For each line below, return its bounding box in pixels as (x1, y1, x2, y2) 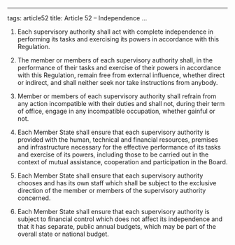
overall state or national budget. (17, 230, 110, 238)
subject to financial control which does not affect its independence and (17, 215, 222, 223)
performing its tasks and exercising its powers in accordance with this (17, 35, 219, 43)
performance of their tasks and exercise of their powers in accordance (17, 64, 222, 72)
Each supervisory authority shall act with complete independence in (17, 27, 214, 36)
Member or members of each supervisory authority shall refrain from (17, 92, 217, 100)
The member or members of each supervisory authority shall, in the (17, 56, 213, 64)
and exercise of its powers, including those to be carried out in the (17, 150, 209, 159)
